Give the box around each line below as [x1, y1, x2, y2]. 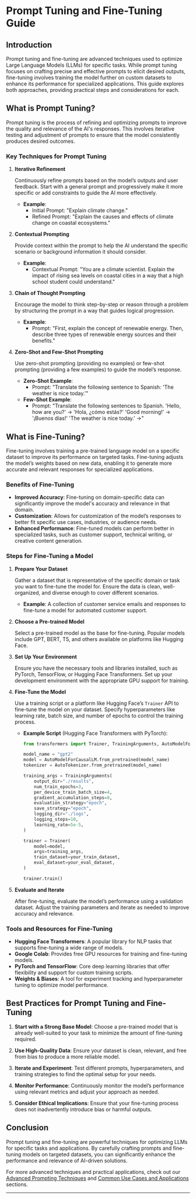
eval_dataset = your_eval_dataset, [34, 859, 116, 866]
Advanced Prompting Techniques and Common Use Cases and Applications [6, 1174, 189, 1181]
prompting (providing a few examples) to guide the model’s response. [14, 366, 182, 373]
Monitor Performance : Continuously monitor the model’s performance [14, 1082, 184, 1089]
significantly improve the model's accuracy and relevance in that [14, 500, 170, 507]
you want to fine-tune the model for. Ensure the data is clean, [14, 583, 162, 590]
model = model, [34, 843, 66, 849]
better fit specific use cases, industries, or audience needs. [14, 519, 157, 526]
